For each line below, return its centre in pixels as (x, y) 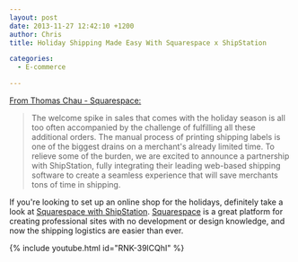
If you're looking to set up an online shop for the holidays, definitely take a (146, 202)
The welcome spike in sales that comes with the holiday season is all (158, 118)
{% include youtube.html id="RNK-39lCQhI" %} (97, 248)
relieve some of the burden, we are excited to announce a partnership (160, 156)
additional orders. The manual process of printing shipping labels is (156, 137)
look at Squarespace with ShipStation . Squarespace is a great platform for (146, 211)
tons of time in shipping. (76, 184)
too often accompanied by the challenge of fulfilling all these (143, 127)
